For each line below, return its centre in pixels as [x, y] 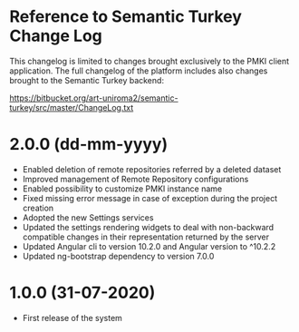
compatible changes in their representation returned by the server [146, 237]
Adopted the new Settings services [88, 217]
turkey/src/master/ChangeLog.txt [72, 107]
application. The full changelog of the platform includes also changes [139, 71]
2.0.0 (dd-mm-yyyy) [89, 145]
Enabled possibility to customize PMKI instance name [122, 189]
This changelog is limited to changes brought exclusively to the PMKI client [149, 61]
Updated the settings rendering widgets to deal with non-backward [148, 227]
